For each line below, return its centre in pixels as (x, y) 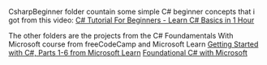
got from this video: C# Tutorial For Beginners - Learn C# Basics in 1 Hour (131, 20)
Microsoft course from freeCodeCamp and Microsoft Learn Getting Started (133, 44)
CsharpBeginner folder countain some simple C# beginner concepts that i (132, 12)
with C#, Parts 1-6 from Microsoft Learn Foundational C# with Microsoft (128, 53)
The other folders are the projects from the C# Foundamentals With (121, 36)
